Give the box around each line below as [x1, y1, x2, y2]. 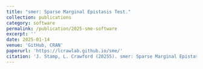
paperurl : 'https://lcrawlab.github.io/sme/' [6, 48, 123, 54]
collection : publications [6, 14, 71, 20]
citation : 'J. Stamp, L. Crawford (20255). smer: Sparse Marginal [6, 53, 177, 59]
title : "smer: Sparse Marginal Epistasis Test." [6, 8, 131, 15]
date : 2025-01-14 [6, 37, 50, 43]
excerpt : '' [6, 31, 36, 37]
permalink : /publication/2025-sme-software [6, 25, 118, 32]
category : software [6, 20, 56, 26]
